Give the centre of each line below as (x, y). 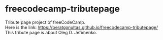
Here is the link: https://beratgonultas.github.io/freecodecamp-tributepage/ (81, 27)
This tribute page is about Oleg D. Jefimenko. (51, 32)
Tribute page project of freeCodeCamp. (45, 22)
